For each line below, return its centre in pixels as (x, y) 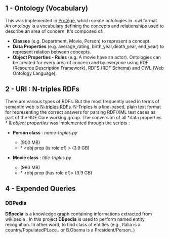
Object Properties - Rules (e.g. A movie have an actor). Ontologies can (87, 57)
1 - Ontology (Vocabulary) (47, 8)
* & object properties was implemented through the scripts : (68, 123)
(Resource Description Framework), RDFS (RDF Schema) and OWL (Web (88, 68)
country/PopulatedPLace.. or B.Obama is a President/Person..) (70, 230)
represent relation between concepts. (52, 52)
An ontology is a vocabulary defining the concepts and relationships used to (85, 26)
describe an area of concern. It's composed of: (54, 31)
